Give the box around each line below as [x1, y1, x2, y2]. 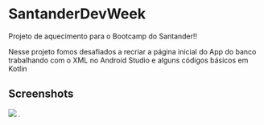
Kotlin [8, 63, 27, 73]
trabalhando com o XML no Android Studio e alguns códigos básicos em [8, 55, 249, 65]
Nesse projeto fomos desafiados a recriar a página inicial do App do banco [8, 46, 257, 56]
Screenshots [8, 87, 74, 101]
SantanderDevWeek [8, 5, 146, 23]
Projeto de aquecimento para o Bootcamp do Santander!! [8, 31, 198, 41]
